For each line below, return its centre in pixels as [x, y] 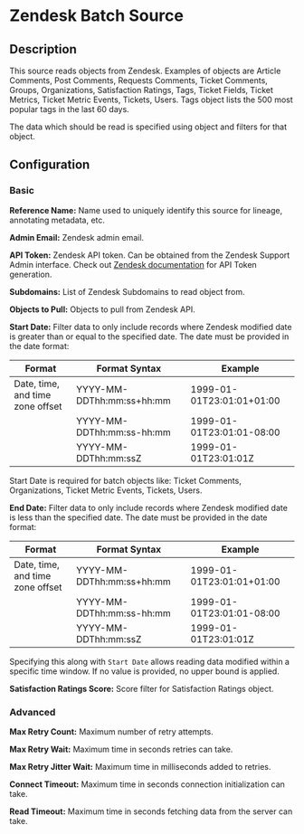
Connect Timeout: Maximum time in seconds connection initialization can [147, 784]
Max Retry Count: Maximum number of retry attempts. [112, 731]
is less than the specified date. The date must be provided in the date [138, 517]
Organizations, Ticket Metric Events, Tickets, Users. [106, 490]
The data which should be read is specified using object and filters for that [148, 127]
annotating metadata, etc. [57, 220]
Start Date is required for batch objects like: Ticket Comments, [125, 480]
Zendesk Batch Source [96, 16]
